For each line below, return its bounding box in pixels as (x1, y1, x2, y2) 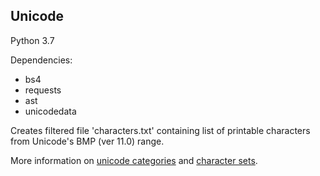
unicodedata (24, 105, 77, 117)
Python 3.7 (10, 34, 55, 46)
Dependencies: (10, 54, 73, 66)
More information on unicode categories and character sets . (10, 154, 258, 166)
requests (24, 84, 62, 96)
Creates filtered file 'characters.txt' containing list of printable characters (10, 124, 311, 136)
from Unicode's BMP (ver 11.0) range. (10, 135, 165, 147)
